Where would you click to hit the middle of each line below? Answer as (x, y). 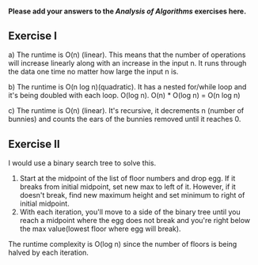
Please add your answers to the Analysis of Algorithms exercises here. (127, 11)
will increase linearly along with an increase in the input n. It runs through (127, 63)
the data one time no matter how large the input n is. (93, 72)
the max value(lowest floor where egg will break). (100, 229)
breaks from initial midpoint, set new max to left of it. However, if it (127, 187)
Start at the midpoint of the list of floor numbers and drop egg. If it (127, 179)
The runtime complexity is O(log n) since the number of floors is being (123, 244)
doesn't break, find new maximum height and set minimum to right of (132, 195)
